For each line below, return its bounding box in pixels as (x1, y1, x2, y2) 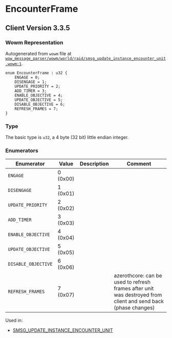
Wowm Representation (5, 39, 63, 46)
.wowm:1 (5, 61, 22, 67)
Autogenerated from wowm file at (5, 50, 72, 56)
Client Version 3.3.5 (5, 24, 70, 32)
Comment (126, 160, 152, 167)
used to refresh (114, 279, 151, 286)
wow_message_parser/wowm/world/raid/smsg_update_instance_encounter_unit (5, 56, 166, 61)
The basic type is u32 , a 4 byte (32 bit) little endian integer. (5, 134, 129, 141)
